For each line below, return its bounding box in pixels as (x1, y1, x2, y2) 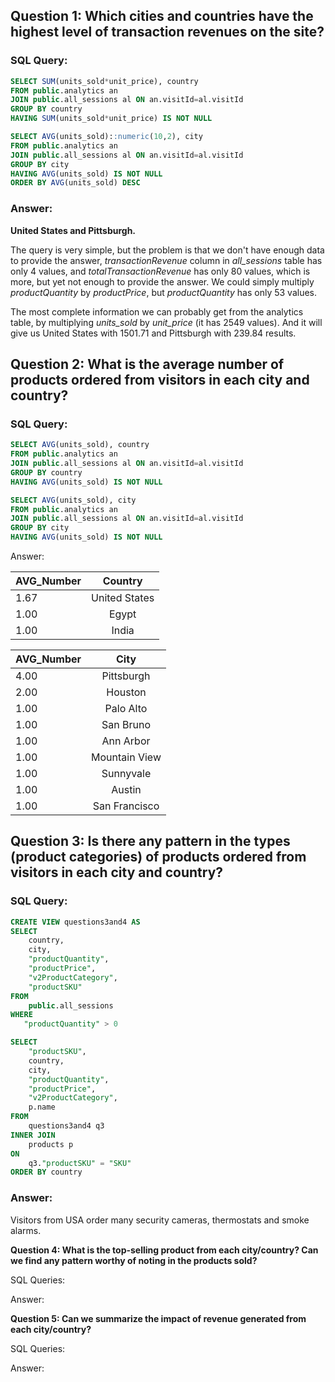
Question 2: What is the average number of (10, 356, 285, 373)
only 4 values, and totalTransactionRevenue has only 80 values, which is (10, 265, 311, 277)
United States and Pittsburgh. (10, 224, 137, 236)
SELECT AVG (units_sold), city (10, 495, 137, 505)
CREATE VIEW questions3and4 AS (10, 917, 141, 927)
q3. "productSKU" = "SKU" (28, 1158, 132, 1168)
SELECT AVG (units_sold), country (10, 440, 150, 450)
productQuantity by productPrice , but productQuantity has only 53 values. (10, 286, 317, 298)
